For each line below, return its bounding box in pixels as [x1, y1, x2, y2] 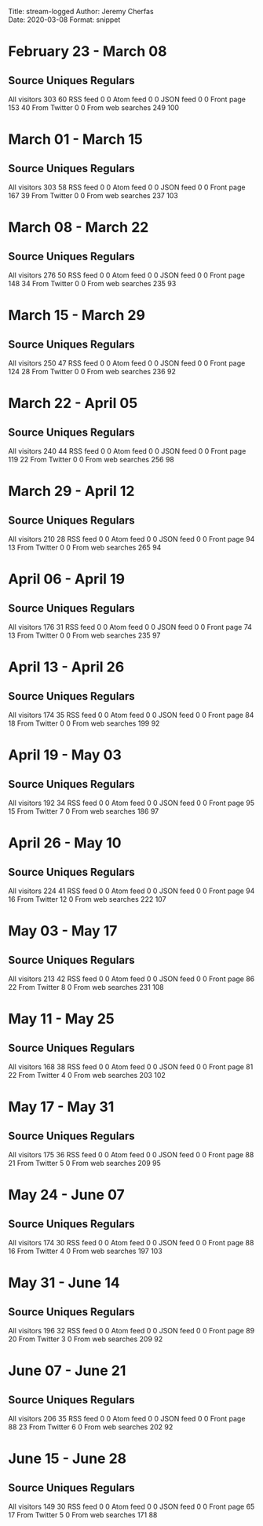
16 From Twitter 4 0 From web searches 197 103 [8, 1246, 163, 1256]
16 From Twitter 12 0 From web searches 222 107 [8, 895, 166, 903]
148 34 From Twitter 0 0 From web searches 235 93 [8, 279, 177, 288]
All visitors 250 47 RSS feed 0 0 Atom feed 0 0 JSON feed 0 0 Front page [8, 359, 246, 368]
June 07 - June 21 [8, 1362, 126, 1380]
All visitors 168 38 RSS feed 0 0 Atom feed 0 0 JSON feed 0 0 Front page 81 [8, 1062, 254, 1072]
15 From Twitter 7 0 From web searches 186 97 [8, 807, 159, 816]
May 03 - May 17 [8, 922, 118, 940]
